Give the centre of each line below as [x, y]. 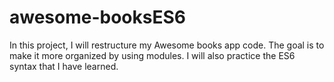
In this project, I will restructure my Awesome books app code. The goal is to [167, 45]
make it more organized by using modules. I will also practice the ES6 [152, 55]
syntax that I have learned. [64, 66]
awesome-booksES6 [97, 17]
